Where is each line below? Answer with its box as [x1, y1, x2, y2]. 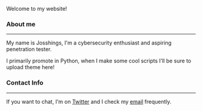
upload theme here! [6, 64, 55, 71]
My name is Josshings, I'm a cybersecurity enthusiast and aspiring [6, 39, 172, 47]
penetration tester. [6, 46, 52, 53]
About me [6, 20, 36, 28]
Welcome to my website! [6, 5, 67, 12]
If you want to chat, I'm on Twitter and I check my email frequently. [6, 98, 172, 105]
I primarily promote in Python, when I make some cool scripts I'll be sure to [6, 57, 191, 65]
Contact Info [6, 79, 44, 87]
